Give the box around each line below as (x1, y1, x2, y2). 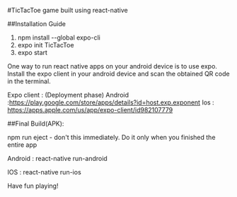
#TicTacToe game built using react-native (7, 6, 129, 14)
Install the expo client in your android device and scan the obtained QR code (7, 70, 230, 78)
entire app (7, 141, 37, 149)
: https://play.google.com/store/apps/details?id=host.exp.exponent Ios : (7, 98, 214, 107)
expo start (17, 49, 48, 56)
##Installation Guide (7, 20, 66, 28)
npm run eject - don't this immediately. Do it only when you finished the (7, 133, 216, 141)
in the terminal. (7, 77, 51, 85)
